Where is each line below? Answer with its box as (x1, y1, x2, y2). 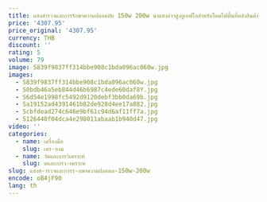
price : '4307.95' (8, 19, 66, 27)
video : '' (8, 122, 41, 130)
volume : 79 (8, 56, 44, 64)
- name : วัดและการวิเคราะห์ (15, 152, 85, 160)
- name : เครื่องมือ (15, 137, 64, 146)
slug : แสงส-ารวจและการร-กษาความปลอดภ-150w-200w (8, 167, 151, 175)
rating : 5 (8, 49, 41, 56)
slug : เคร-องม (22, 145, 64, 153)
